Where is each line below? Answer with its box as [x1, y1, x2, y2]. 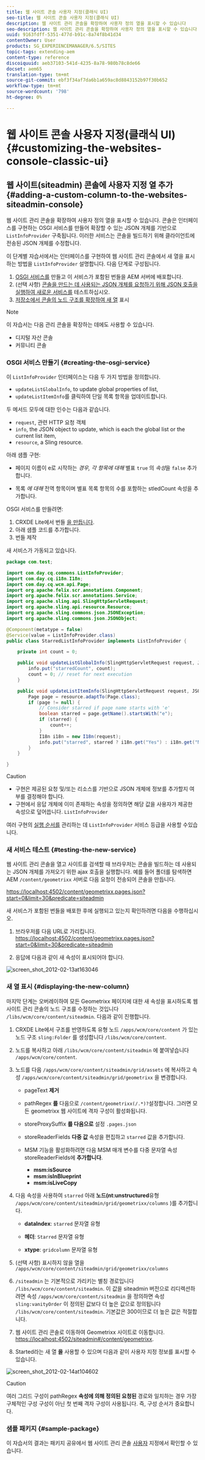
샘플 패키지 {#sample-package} [6, 1424, 99, 1432]
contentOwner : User [6, 37, 56, 43]
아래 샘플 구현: [6, 451, 41, 459]
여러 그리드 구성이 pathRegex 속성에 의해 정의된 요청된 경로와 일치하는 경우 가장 [6, 1392, 197, 1399]
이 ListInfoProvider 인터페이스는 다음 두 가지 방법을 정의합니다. [6, 374, 160, 381]
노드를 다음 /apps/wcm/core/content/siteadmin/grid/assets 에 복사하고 [15, 1066, 191, 1073]
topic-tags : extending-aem [6, 49, 75, 55]
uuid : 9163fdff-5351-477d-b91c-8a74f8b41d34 [6, 32, 121, 38]
